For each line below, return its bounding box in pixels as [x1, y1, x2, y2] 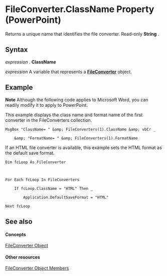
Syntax [5, 45, 28, 54]
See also [5, 217, 33, 226]
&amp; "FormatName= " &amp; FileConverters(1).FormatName [14, 135, 138, 141]
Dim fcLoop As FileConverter [5, 160, 66, 165]
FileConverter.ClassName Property [5, 4, 154, 15]
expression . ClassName [5, 59, 56, 65]
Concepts [5, 231, 26, 237]
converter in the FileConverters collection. [5, 117, 92, 123]
